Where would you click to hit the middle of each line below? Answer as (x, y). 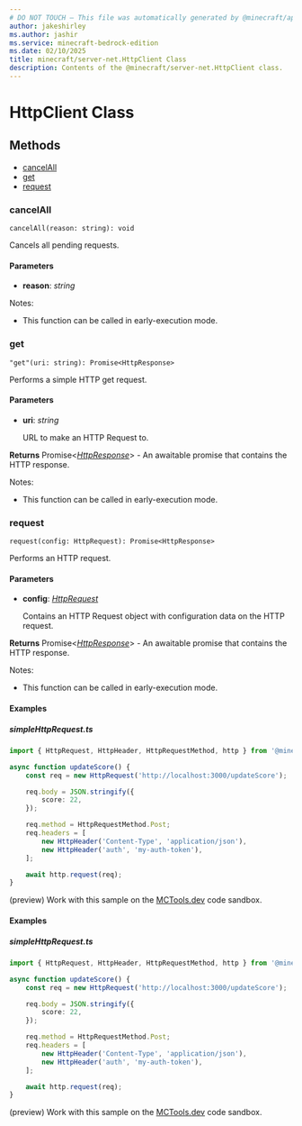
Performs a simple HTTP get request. (78, 379)
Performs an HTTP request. (60, 558)
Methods (35, 145)
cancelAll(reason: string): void (72, 229)
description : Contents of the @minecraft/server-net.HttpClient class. (146, 68)
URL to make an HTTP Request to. (85, 437)
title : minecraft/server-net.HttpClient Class (98, 59)
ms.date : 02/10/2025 (48, 51)
